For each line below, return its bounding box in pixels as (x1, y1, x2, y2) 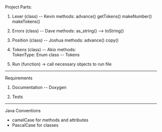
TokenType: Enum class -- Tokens (12, 52, 80, 58)
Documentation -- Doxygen (12, 85, 67, 90)
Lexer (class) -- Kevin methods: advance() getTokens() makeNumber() (12, 14, 152, 19)
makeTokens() (12, 19, 40, 24)
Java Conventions (5, 108, 41, 113)
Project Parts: (5, 4, 32, 10)
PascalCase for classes (12, 122, 59, 128)
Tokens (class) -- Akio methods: (12, 47, 76, 52)
